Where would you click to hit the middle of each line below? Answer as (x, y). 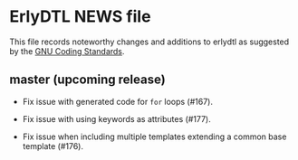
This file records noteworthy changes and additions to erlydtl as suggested (149, 42)
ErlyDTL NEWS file (80, 17)
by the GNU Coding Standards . (67, 51)
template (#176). (53, 146)
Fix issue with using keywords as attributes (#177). (116, 118)
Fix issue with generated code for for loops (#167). (118, 101)
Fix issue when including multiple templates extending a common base (154, 136)
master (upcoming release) (87, 80)
